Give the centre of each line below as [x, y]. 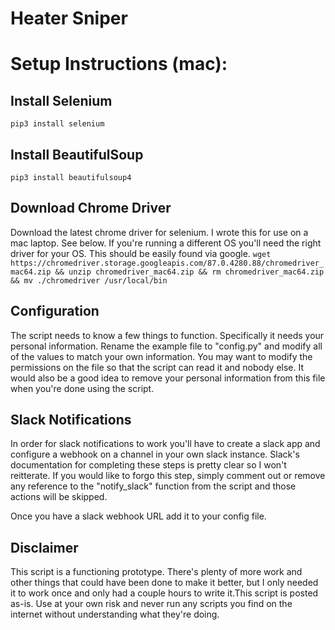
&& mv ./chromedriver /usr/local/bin [89, 280]
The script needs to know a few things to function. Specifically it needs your [167, 335]
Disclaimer [44, 547]
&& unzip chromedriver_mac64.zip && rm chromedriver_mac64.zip [189, 272]
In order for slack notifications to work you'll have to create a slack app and [165, 444]
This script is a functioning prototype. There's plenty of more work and [156, 572]
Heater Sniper [69, 18]
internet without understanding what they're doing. [115, 614]
